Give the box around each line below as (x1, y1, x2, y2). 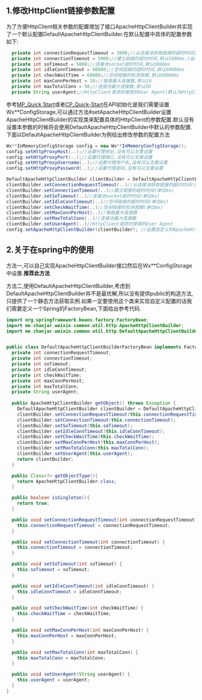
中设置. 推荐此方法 (6, 269, 50, 277)
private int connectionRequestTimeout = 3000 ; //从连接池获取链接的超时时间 (11, 50, 194, 56)
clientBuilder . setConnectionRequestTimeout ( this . (17, 411, 144, 417)
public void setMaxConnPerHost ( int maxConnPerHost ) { (11, 627, 149, 633)
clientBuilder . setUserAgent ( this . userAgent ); (17, 451, 133, 457)
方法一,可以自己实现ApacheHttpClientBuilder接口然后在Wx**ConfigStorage (6, 261, 192, 269)
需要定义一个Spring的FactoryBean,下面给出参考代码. (11, 305, 141, 312)
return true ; (17, 501, 50, 507)
